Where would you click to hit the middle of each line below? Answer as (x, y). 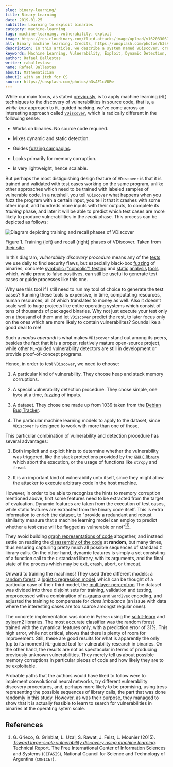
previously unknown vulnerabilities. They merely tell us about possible (80, 655)
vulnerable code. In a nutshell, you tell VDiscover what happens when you (83, 195)
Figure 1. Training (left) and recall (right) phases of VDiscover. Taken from (83, 242)
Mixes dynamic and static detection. (51, 138)
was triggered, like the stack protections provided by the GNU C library (86, 457)
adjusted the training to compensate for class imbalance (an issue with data (86, 601)
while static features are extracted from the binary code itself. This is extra (84, 509)
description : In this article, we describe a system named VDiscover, (83, 48)
